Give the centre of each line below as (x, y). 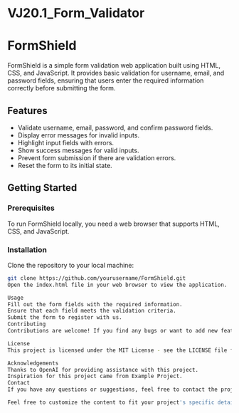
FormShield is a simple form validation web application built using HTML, (114, 66)
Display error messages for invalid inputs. (79, 135)
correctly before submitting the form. (62, 88)
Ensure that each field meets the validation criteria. (92, 311)
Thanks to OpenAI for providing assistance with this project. (103, 370)
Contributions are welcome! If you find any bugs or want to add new (113, 331)
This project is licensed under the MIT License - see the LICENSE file (117, 350)
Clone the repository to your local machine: (71, 265)
